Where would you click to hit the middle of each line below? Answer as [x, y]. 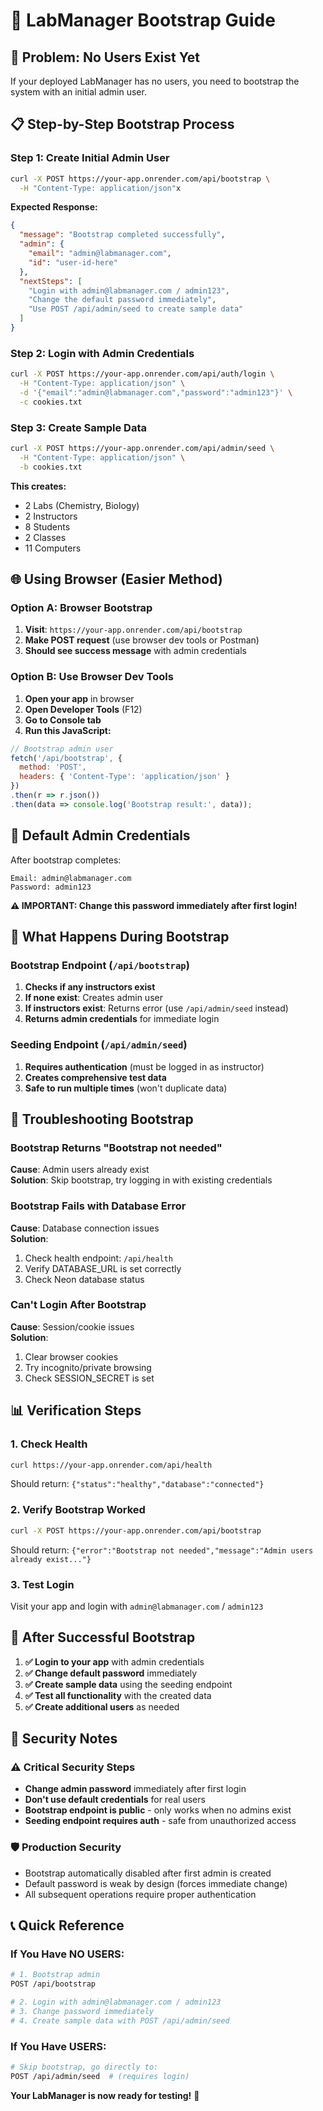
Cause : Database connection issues [85, 1228]
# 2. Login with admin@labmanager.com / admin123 [116, 2002]
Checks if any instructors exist [90, 987]
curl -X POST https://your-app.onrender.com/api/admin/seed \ [142, 449]
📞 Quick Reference [67, 1925]
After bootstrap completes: [66, 860]
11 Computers [53, 548]
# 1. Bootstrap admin [55, 1975]
